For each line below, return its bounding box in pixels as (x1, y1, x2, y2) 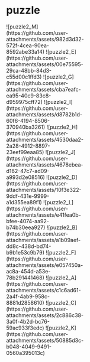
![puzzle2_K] (45, 324, 77, 331)
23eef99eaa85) (6, 148, 44, 155)
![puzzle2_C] (45, 299, 77, 306)
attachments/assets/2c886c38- (6, 311, 84, 319)
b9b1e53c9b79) (6, 249, 44, 256)
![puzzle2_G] (43, 73, 74, 80)
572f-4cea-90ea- (6, 42, 49, 49)
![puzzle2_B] (46, 224, 78, 231)
